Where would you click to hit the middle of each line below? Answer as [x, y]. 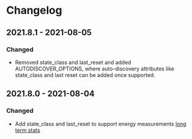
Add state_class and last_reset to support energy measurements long [100, 123]
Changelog [34, 10]
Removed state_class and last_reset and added [73, 62]
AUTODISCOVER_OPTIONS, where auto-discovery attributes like [94, 69]
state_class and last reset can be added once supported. [85, 75]
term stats [27, 130]
